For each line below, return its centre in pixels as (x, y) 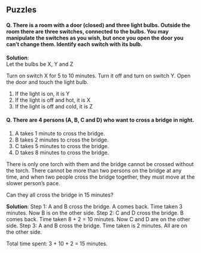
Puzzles (22, 10)
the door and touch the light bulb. (47, 82)
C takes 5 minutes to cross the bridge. (62, 146)
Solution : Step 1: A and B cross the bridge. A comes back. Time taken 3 (94, 206)
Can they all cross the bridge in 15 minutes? (60, 195)
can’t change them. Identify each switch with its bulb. (74, 44)
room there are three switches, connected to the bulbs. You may (88, 31)
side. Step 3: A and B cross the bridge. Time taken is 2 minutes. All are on (97, 225)
